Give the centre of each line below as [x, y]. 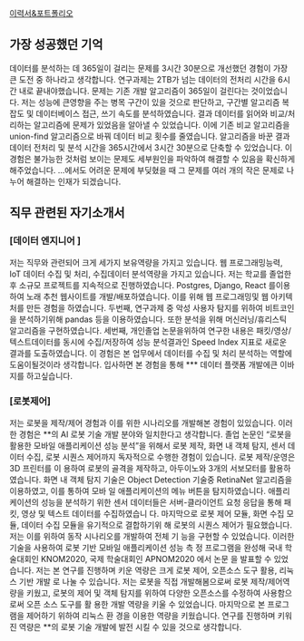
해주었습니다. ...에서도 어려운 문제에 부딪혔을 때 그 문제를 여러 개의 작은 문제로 [147, 170]
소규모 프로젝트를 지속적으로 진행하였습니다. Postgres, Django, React [142, 285]
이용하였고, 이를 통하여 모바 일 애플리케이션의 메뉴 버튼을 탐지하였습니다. [137, 490]
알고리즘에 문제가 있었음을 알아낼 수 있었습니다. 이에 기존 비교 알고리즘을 [162, 124]
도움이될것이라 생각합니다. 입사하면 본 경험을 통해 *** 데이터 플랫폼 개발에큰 [144, 364]
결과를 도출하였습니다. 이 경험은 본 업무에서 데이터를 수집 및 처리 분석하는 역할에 [151, 353]
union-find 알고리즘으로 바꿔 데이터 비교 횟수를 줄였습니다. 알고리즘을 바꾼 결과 [150, 136]
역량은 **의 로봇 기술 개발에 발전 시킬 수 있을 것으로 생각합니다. [130, 626]
